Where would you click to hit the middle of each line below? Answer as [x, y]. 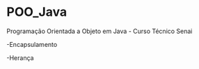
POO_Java [37, 12]
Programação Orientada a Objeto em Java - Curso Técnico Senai [99, 31]
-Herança [20, 58]
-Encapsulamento [32, 44]
